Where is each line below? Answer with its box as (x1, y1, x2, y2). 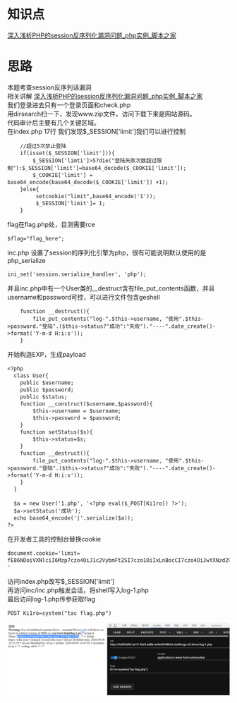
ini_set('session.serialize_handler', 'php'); (7, 271, 147, 278)
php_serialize (7, 256, 46, 264)
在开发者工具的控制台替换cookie (7, 534, 102, 543)
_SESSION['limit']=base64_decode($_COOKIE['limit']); (25, 164, 187, 171)
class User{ (13, 372, 49, 379)
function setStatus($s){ (20, 428, 93, 436)
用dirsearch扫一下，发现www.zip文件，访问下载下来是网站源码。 (7, 109, 196, 118)
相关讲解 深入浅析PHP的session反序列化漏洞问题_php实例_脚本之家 (7, 92, 203, 100)
